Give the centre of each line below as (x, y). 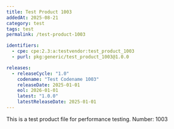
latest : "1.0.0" (38, 96)
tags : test (20, 29)
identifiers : (23, 46)
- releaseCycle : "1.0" (40, 74)
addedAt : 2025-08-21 (33, 18)
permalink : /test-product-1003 (46, 35)
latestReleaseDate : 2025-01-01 (57, 102)
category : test (26, 23)
